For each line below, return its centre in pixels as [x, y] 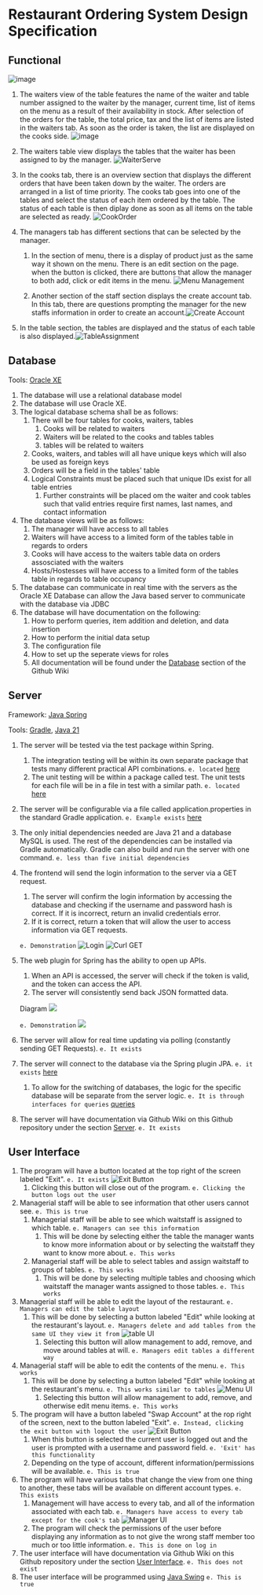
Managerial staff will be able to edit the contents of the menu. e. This [132, 1365]
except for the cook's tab [75, 1521]
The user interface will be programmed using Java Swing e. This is [130, 1577]
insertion [46, 629]
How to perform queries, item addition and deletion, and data [130, 621]
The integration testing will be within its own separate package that [140, 760]
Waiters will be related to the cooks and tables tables [128, 437]
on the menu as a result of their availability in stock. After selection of [131, 111]
